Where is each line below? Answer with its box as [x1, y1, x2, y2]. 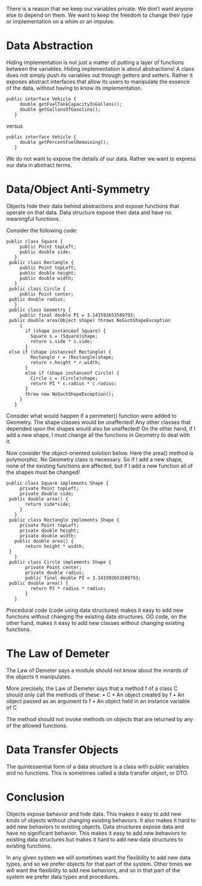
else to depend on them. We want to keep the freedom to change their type [6, 11, 193, 19]
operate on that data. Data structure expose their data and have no [6, 209, 171, 216]
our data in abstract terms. [6, 161, 72, 168]
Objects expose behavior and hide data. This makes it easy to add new [6, 810, 182, 817]
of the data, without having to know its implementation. [6, 84, 142, 91]
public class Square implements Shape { [6, 480, 109, 486]
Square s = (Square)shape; [30, 333, 98, 339]
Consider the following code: [6, 227, 78, 234]
